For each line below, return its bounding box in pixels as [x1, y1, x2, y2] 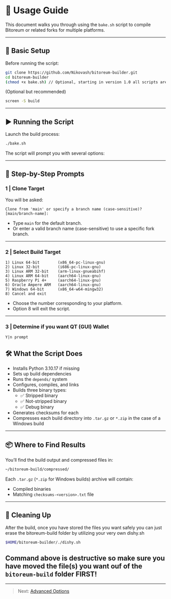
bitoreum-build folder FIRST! [5, 569, 97, 579]
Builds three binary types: [12, 387, 67, 393]
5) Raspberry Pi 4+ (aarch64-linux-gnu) [5, 278, 101, 283]
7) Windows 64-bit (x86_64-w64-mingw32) [5, 286, 103, 292]
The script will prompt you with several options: [5, 150, 105, 156]
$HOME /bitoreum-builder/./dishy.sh [5, 540, 81, 545]
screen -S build [5, 99, 40, 104]
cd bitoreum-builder [5, 75, 49, 80]
